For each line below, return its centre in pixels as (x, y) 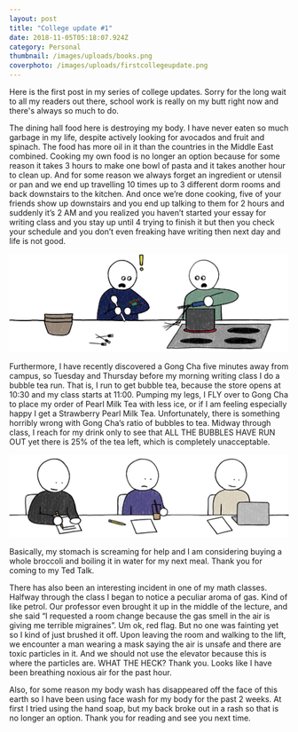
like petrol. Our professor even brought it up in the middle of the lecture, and (149, 607)
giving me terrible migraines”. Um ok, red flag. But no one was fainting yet (144, 626)
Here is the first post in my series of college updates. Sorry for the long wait (148, 92)
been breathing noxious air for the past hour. (90, 673)
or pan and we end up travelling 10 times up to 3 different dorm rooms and (145, 185)
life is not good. (38, 241)
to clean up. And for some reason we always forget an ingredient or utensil (145, 175)
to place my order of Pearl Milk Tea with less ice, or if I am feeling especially (148, 404)
